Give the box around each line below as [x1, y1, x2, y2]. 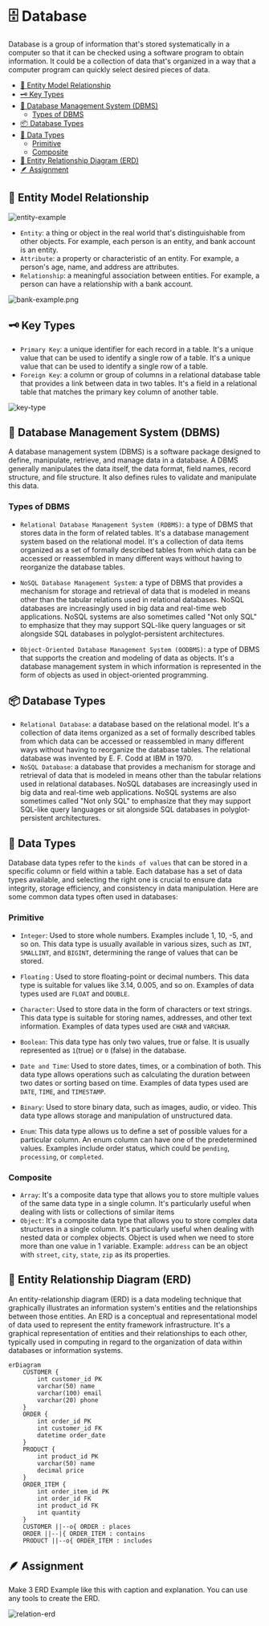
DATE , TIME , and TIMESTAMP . [19, 1086, 107, 1096]
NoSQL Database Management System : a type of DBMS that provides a [19, 577, 243, 587]
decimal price [37, 1466, 84, 1474]
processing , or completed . [19, 1151, 104, 1161]
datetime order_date [37, 1431, 106, 1439]
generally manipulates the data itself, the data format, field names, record [8, 464, 251, 474]
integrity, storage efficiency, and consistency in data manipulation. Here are [8, 883, 259, 893]
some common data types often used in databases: [8, 892, 178, 902]
